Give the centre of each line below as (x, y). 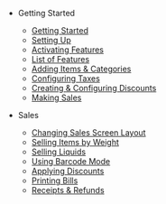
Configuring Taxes (66, 79)
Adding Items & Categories (81, 69)
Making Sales (56, 97)
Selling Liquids (59, 152)
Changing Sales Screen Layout (88, 133)
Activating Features (67, 50)
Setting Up (51, 40)
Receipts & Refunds (68, 190)
